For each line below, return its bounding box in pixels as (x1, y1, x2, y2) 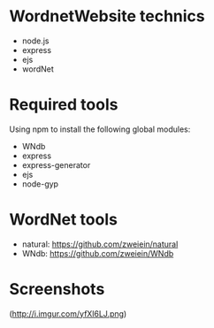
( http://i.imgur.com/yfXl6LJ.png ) (9, 308, 127, 319)
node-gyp (21, 179, 59, 189)
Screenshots (9, 279, 105, 299)
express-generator (21, 159, 91, 170)
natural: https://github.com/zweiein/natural (21, 239, 179, 249)
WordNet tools (9, 210, 118, 230)
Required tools (9, 95, 118, 115)
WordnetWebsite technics (9, 6, 205, 27)
